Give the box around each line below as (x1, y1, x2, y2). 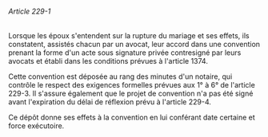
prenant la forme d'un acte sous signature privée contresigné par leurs (8, 48, 242, 57)
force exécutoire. (8, 121, 65, 131)
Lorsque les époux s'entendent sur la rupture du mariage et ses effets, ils (8, 31, 250, 41)
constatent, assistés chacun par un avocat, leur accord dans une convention (8, 40, 261, 49)
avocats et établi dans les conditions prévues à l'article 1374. (8, 57, 208, 66)
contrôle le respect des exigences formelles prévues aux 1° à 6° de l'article (8, 80, 256, 90)
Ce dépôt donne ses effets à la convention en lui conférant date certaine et (8, 112, 256, 123)
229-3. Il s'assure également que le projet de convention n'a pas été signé (8, 88, 254, 99)
